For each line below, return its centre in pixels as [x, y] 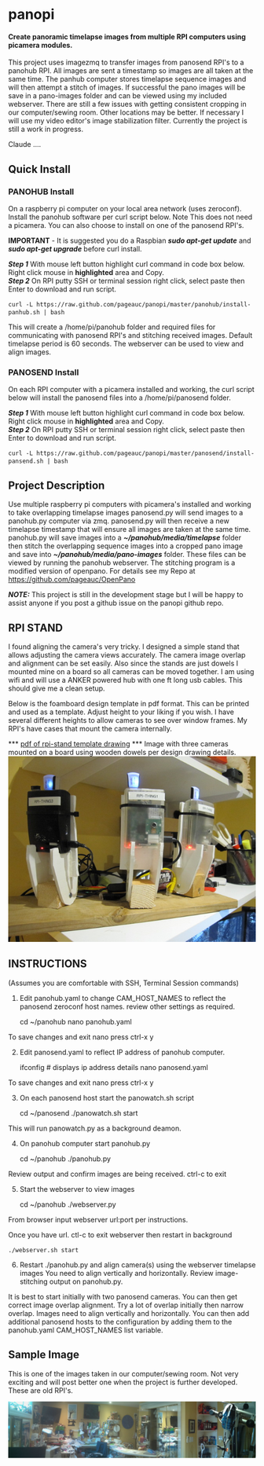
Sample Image [44, 1355]
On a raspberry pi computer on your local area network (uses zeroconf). [125, 209]
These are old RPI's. [40, 1390]
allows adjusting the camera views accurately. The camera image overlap [127, 655]
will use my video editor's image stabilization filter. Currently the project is [128, 121]
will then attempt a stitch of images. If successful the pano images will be [127, 87]
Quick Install [39, 169]
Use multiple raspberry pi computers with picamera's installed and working [130, 504]
